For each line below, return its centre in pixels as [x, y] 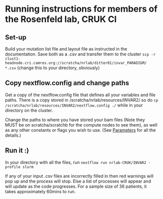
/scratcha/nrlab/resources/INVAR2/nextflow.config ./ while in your [74, 105]
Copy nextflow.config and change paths [67, 83]
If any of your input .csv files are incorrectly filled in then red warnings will [79, 176]
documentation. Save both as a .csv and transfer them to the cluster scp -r [80, 54]
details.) [13, 135]
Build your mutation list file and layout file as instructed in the [66, 49]
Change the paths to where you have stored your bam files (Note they [75, 120]
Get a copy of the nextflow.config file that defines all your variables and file [80, 95]
